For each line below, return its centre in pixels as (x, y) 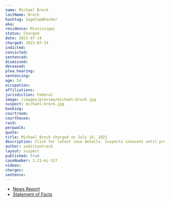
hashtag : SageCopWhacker (31, 19)
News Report (26, 189)
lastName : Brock (22, 15)
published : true (22, 156)
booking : (14, 109)
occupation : (18, 85)
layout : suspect (22, 151)
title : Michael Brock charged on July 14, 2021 (56, 137)
